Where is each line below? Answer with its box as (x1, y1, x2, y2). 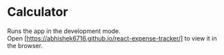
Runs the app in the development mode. (7, 27, 121, 35)
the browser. (7, 41, 43, 49)
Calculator (7, 4, 68, 20)
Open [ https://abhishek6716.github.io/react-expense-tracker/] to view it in (7, 34, 217, 42)
